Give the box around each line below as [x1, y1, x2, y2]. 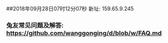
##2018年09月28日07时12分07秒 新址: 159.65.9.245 [6, 5, 134, 12]
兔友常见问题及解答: [6, 21, 64, 29]
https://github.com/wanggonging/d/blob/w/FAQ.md [6, 29, 162, 37]
